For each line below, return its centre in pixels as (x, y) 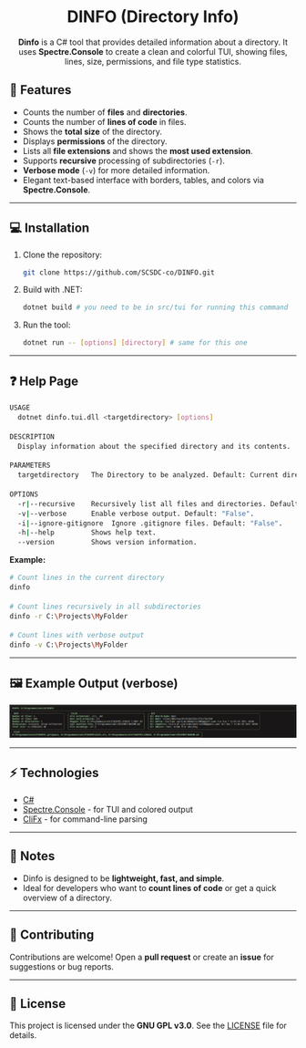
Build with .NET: (52, 290)
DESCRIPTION (32, 436)
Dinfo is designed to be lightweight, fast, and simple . (123, 878)
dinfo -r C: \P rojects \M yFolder (69, 616)
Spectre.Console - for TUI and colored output (108, 809)
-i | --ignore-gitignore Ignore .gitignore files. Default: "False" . (150, 523)
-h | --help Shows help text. (87, 533)
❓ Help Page (44, 381)
